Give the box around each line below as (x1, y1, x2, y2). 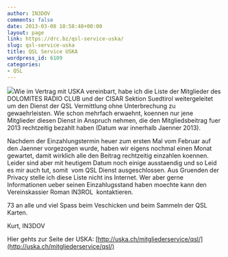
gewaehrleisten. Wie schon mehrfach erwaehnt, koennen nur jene (7, 109, 194, 117)
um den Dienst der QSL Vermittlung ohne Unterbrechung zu (7, 101, 176, 110)
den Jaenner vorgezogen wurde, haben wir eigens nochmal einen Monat (7, 144, 212, 152)
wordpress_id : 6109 (7, 55, 63, 62)
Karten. (7, 208, 28, 217)
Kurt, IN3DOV (7, 221, 46, 230)
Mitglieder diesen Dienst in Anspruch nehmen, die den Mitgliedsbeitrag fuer (7, 116, 221, 124)
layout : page (7, 29, 45, 36)
